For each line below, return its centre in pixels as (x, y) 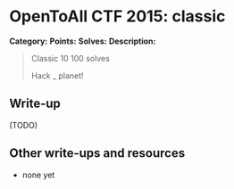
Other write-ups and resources (97, 153)
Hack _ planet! (57, 75)
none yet (38, 175)
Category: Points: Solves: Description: (83, 41)
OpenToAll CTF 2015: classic (117, 16)
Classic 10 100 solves (70, 58)
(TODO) (24, 125)
